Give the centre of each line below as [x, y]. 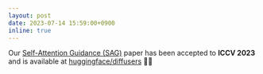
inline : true [30, 30]
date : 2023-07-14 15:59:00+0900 [62, 23]
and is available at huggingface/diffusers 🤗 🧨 [81, 61]
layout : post [30, 16]
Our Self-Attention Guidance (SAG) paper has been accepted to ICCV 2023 [132, 53]
